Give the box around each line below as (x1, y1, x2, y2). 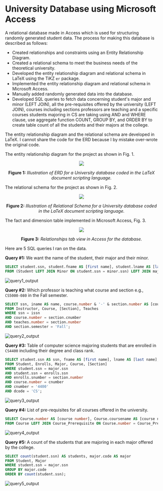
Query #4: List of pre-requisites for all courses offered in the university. (5, 407, 148, 413)
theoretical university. (12, 65, 56, 71)
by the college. (5, 444, 35, 450)
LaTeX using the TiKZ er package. (12, 75, 80, 81)
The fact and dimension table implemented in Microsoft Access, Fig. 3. (5, 218, 147, 223)
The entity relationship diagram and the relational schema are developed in (5, 131, 155, 137)
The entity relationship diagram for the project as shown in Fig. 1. (5, 151, 135, 157)
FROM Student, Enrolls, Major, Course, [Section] (5, 362, 108, 366)
